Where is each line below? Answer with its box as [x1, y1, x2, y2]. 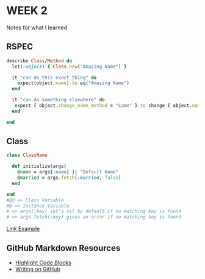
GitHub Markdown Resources [6, 242, 121, 253]
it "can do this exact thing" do [12, 74, 97, 81]
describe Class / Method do [6, 57, 72, 64]
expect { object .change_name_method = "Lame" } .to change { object [14, 103, 190, 109]
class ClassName [6, 152, 48, 159]
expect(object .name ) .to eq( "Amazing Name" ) [17, 80, 130, 86]
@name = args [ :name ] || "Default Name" [17, 169, 119, 175]
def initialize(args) [12, 163, 67, 170]
